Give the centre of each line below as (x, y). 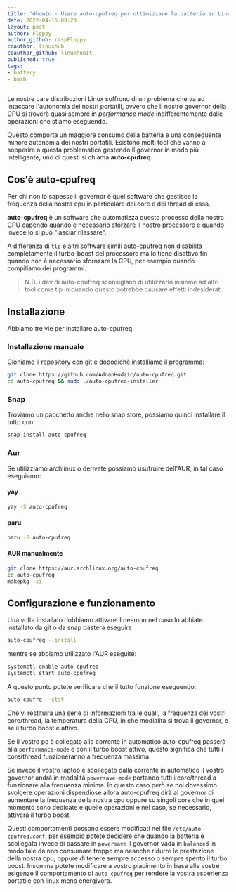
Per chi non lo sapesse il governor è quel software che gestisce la (103, 197)
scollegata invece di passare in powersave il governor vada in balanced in (112, 843)
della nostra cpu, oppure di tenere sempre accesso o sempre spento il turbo (117, 858)
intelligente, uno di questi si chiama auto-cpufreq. (80, 157)
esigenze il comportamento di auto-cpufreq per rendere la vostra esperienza (118, 873)
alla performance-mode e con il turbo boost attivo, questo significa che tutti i (115, 749)
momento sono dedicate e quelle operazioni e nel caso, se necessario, (110, 807)
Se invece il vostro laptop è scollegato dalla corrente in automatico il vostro (116, 770)
